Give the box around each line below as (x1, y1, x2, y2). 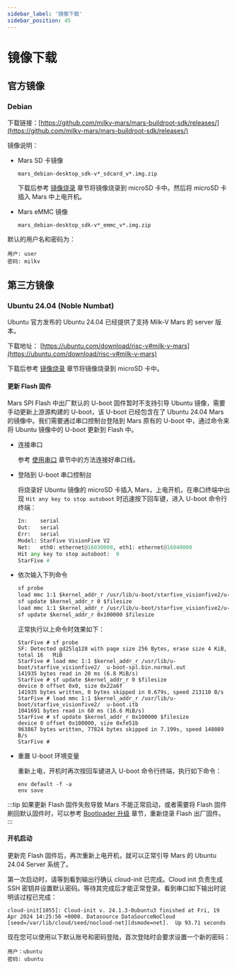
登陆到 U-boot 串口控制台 (17, 470, 92, 479)
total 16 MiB (17, 651, 63, 659)
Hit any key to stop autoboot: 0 (17, 550, 120, 557)
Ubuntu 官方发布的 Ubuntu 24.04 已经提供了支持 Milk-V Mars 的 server (7, 318, 214, 327)
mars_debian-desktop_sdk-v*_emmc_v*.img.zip (17, 222, 151, 229)
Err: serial (17, 531, 59, 538)
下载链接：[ (7, 118, 41, 127)
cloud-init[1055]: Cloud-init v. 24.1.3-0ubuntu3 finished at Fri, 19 (7, 907, 220, 914)
